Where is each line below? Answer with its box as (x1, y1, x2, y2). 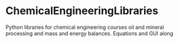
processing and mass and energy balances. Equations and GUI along (5, 29, 174, 37)
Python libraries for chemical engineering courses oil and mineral (5, 24, 164, 31)
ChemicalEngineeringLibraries (5, 4, 159, 18)
